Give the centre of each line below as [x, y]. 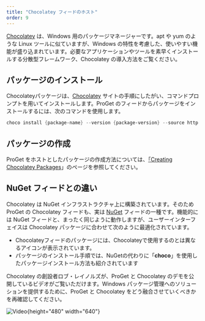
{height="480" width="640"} [64, 311]
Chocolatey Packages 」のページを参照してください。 [74, 167]
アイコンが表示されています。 [58, 247]
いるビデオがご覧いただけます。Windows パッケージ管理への [99, 284]
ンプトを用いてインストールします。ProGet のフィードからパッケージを [96, 104]
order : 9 [17, 18]
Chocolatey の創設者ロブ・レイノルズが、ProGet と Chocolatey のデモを [98, 276]
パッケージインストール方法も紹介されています [80, 263]
